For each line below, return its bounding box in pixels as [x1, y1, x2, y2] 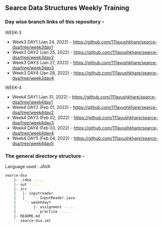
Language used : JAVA [5, 163, 51, 169]
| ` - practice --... [14, 209, 71, 214]
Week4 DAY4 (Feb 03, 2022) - [12, 125, 73, 131]
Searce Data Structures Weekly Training [5, 4, 129, 12]
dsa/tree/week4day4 [12, 130, 54, 136]
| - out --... [14, 182, 40, 187]
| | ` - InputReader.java [14, 195, 75, 201]
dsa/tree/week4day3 [12, 120, 54, 125]
